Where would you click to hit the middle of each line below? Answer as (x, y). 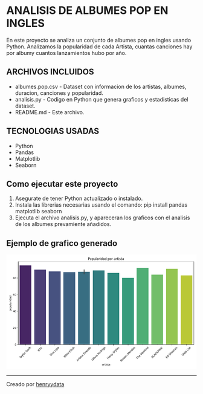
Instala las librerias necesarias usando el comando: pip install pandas (101, 205)
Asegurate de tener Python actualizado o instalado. (79, 199)
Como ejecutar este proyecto (62, 184)
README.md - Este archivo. (50, 112)
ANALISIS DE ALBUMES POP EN (87, 11)
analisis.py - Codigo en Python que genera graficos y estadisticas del (101, 99)
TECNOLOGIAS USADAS (53, 131)
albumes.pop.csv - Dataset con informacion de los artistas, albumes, (101, 86)
